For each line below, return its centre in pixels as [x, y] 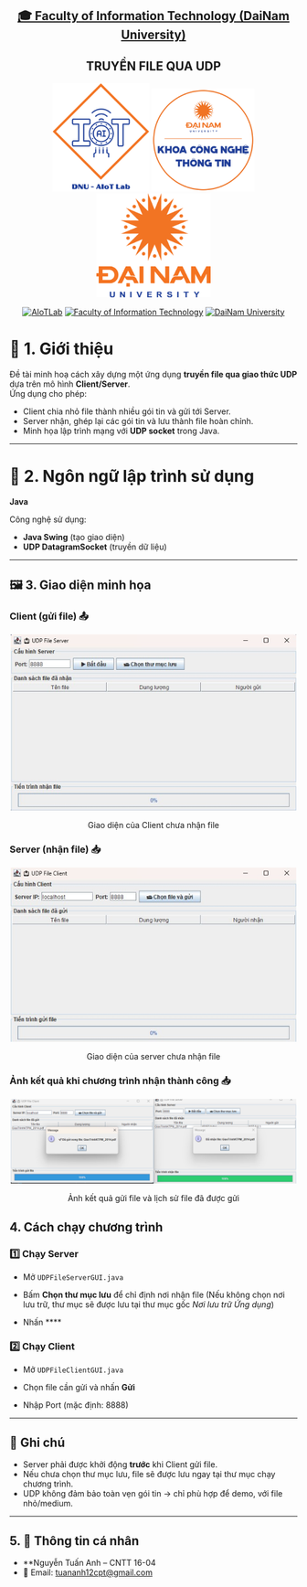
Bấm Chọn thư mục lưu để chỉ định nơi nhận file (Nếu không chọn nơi [153, 1295]
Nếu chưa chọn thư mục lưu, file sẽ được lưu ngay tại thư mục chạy [149, 1475]
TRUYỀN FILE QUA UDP [153, 66]
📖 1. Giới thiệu [62, 349]
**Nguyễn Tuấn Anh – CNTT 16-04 [90, 1563]
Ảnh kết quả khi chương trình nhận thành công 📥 [120, 1081]
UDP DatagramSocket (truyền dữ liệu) [95, 547]
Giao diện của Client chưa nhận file [153, 825]
